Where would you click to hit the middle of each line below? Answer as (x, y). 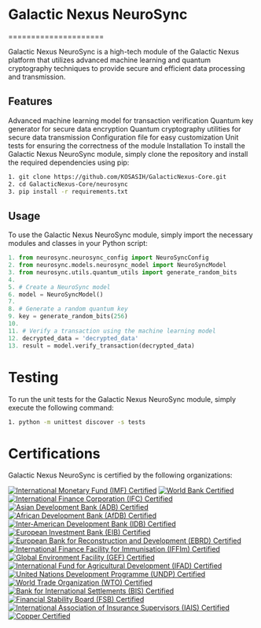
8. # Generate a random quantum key (68, 309)
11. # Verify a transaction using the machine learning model (112, 331)
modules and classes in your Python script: (78, 243)
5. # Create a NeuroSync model (59, 287)
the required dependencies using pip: (69, 162)
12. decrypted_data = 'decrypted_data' (74, 338)
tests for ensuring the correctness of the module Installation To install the (127, 145)
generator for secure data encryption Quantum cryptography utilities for (125, 128)
